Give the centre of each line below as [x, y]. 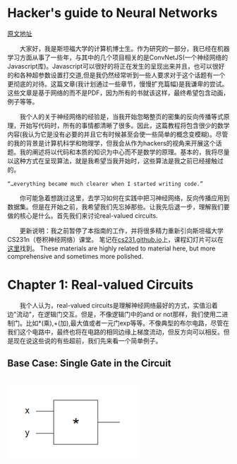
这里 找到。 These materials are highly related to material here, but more [111, 248]
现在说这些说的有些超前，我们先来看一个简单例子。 [87, 340]
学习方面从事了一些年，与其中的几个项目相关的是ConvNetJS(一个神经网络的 [117, 57]
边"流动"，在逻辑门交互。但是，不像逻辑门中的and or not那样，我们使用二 [115, 314]
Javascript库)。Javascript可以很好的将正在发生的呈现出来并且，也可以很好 [116, 66]
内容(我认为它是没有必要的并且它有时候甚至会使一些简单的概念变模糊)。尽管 [118, 134]
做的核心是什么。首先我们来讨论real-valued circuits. [83, 215]
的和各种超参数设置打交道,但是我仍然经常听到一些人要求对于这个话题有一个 [116, 75]
